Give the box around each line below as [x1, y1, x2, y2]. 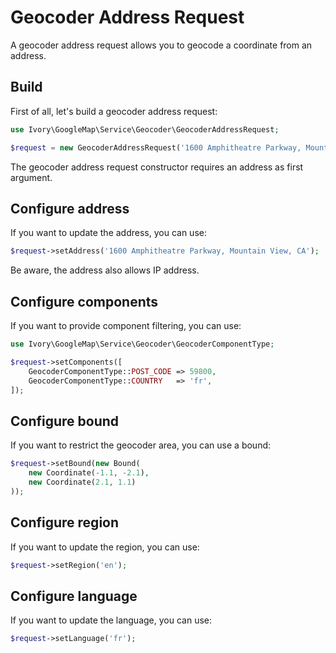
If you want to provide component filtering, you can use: [10, 320, 242, 331]
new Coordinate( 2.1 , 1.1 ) [28, 477, 137, 487]
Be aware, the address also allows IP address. [10, 264, 200, 276]
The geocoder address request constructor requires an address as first [10, 161, 304, 173]
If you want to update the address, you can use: [10, 227, 207, 239]
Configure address [10, 200, 130, 217]
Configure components [10, 293, 159, 310]
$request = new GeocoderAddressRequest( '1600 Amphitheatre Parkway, [10, 142, 302, 153]
